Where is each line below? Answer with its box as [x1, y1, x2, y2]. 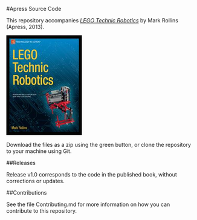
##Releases [6, 160, 36, 166]
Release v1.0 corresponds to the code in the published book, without [6, 171, 177, 178]
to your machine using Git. [6, 147, 72, 155]
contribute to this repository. [6, 207, 77, 214]
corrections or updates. [6, 178, 65, 184]
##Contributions [6, 189, 47, 196]
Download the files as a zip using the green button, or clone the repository [6, 141, 192, 148]
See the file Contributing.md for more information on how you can [6, 201, 170, 208]
